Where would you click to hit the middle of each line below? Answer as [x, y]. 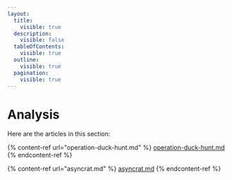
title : [23, 20]
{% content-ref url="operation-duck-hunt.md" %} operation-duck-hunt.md [116, 148]
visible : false [42, 40]
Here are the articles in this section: [59, 134]
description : [33, 34]
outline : [26, 60]
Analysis [33, 114]
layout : [19, 14]
